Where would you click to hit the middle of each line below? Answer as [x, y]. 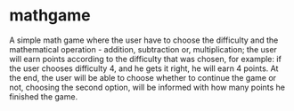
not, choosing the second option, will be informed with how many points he [147, 87]
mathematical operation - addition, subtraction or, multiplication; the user [143, 49]
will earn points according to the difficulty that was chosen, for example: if [146, 59]
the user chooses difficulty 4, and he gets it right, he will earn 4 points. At [144, 68]
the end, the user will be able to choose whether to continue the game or [143, 77]
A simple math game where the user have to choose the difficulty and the [144, 40]
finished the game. [44, 96]
